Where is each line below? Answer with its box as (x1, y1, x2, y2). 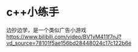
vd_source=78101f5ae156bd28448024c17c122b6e (6, 39, 132, 47)
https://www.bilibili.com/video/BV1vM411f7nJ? (6, 33, 122, 40)
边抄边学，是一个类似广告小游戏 (6, 26, 86, 33)
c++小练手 (6, 5, 60, 19)
